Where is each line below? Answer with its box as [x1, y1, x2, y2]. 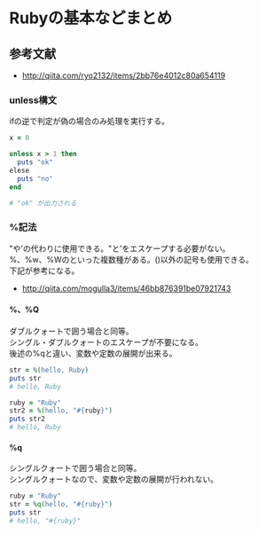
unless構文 [9, 94, 58, 106]
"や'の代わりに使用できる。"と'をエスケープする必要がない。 [9, 243, 231, 254]
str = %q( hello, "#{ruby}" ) [9, 500, 113, 509]
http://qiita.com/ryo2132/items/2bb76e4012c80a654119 [21, 70, 226, 81]
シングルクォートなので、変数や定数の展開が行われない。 [9, 474, 219, 484]
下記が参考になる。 [9, 265, 80, 276]
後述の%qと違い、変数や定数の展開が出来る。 [9, 348, 177, 358]
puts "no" [17, 174, 53, 183]
